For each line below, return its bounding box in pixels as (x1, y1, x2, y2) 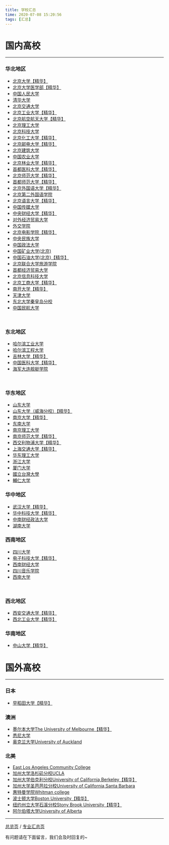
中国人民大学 (12, 90, 39, 96)
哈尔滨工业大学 (12, 341, 44, 347)
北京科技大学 (12, 128, 39, 134)
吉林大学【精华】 (12, 353, 48, 359)
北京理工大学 (12, 122, 39, 128)
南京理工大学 (12, 427, 39, 433)
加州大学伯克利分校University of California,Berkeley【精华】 (12, 776, 137, 783)
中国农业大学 (12, 153, 39, 159)
